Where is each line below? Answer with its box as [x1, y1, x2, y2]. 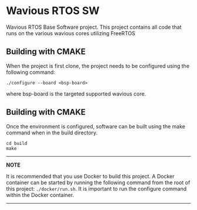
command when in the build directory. [6, 129, 98, 136]
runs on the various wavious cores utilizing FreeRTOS [6, 29, 135, 36]
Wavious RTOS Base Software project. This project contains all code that [6, 23, 182, 31]
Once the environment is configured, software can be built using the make [6, 123, 186, 130]
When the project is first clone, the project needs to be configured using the [6, 62, 189, 69]
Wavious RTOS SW [6, 4, 100, 18]
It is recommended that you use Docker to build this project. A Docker [6, 172, 175, 179]
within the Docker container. [6, 191, 74, 198]
